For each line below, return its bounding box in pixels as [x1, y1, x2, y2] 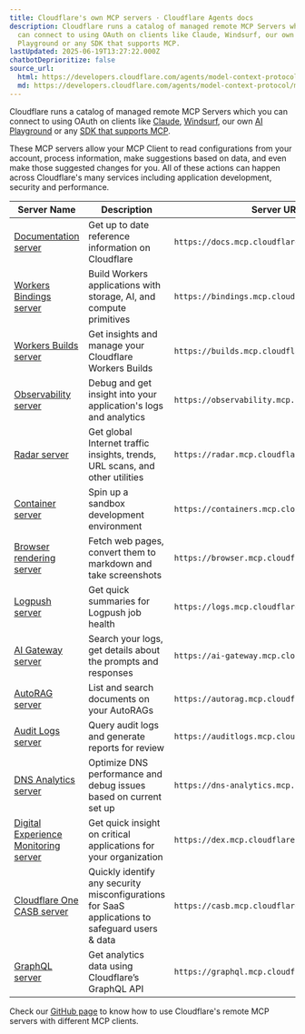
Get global [88, 425, 133, 437]
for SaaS [88, 899, 125, 912]
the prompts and [88, 655, 159, 668]
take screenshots [88, 568, 162, 581]
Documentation [14, 229, 80, 242]
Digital [14, 816, 42, 828]
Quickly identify [88, 865, 156, 878]
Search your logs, [88, 632, 163, 645]
